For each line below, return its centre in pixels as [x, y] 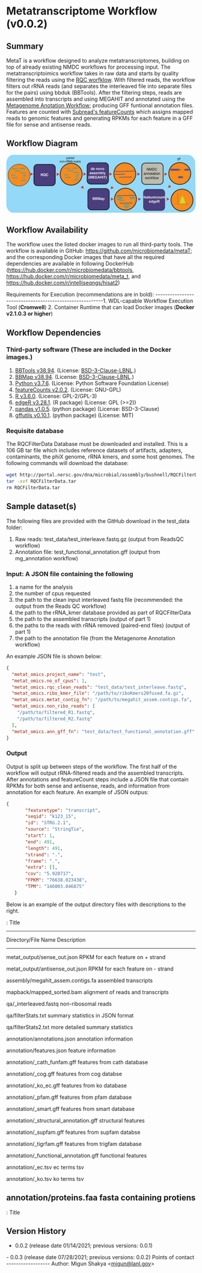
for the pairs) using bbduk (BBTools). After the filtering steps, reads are [94, 92]
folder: [14, 527]
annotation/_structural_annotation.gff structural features [76, 1120]
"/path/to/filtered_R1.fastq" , [56, 713]
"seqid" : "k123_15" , [51, 817]
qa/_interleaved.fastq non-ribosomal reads [59, 1004]
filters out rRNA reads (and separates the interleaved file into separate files [99, 86]
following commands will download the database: [68, 463]
